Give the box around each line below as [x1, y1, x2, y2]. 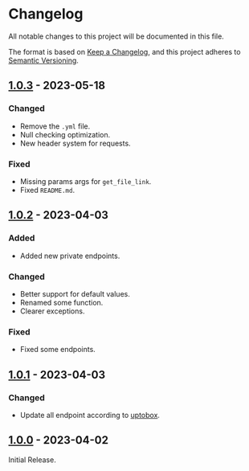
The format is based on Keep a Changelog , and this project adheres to [8, 47, 241, 56]
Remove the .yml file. [19, 121, 91, 131]
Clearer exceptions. [19, 306, 85, 316]
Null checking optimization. [19, 129, 111, 139]
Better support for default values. [19, 289, 130, 298]
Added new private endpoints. [19, 251, 120, 260]
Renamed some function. [19, 297, 104, 307]
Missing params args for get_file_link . [19, 176, 152, 186]
